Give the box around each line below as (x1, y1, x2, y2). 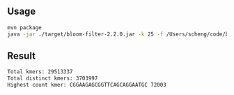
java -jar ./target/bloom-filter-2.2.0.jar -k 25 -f (7, 31, 164, 38)
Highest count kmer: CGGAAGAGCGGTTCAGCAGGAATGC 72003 (7, 82, 167, 89)
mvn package (7, 24, 42, 31)
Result (7, 50, 36, 61)
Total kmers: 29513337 (7, 68, 73, 75)
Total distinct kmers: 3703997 (7, 75, 98, 82)
